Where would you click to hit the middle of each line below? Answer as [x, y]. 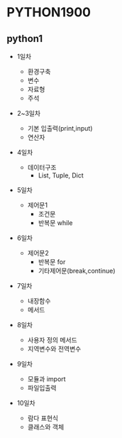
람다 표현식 [43, 418]
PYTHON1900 [49, 12]
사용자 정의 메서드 [52, 340]
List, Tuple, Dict [61, 175]
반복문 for [52, 262]
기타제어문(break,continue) [77, 271]
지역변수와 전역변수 [54, 349]
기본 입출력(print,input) [60, 128]
